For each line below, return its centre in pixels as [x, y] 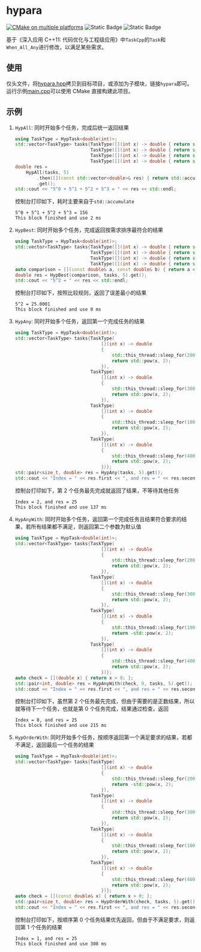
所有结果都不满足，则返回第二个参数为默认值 [86, 527]
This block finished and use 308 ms [61, 944]
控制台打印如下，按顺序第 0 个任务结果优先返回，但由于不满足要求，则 [102, 920]
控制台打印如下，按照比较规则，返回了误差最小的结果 [81, 293]
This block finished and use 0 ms [58, 310]
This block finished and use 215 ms [61, 726]
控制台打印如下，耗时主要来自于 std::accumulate [75, 202]
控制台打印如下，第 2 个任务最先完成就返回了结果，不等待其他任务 [97, 490]
